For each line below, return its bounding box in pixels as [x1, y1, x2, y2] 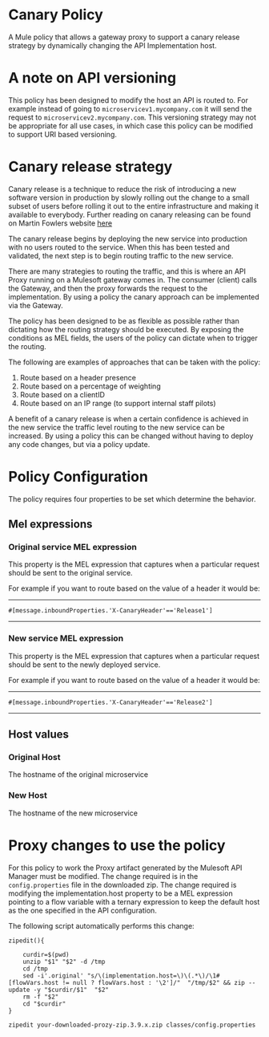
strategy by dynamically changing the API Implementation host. [8, 40, 218, 50]
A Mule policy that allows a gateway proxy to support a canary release [8, 32, 240, 42]
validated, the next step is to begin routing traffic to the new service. [8, 250, 234, 260]
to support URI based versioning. [8, 129, 118, 139]
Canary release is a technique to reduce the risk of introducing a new [8, 184, 237, 193]
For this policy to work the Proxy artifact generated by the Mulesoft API [8, 863, 243, 872]
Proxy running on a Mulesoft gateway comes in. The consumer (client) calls [8, 274, 258, 284]
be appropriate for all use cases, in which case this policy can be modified [8, 120, 254, 130]
